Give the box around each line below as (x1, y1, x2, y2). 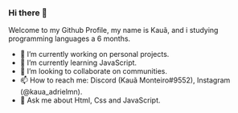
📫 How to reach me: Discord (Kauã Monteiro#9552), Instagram (19, 75, 231, 85)
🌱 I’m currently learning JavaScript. (19, 58, 137, 67)
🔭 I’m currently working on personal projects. (19, 50, 170, 59)
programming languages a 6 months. (8, 34, 131, 43)
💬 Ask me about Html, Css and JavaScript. (19, 95, 161, 105)
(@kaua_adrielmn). (19, 87, 83, 97)
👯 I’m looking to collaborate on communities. (19, 67, 167, 76)
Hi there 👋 (8, 7, 48, 18)
